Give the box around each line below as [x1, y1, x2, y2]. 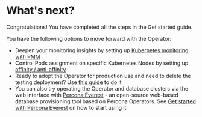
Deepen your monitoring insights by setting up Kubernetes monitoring [14, 46, 189, 54]
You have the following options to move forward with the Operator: [6, 35, 172, 42]
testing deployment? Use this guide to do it [14, 79, 122, 86]
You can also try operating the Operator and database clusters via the [14, 85, 189, 92]
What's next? [6, 4, 75, 17]
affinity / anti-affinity [14, 65, 66, 73]
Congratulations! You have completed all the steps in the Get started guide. [6, 23, 193, 31]
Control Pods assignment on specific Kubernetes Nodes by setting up [14, 59, 189, 67]
